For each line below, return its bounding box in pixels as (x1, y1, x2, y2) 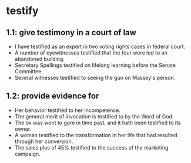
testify (6, 4, 39, 18)
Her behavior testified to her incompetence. (14, 107, 120, 114)
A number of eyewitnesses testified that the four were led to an (14, 49, 167, 56)
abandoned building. (14, 56, 65, 62)
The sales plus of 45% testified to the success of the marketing (14, 144, 169, 151)
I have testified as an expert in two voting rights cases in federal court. (14, 43, 186, 50)
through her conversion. (14, 138, 73, 145)
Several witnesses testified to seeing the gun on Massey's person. (14, 74, 176, 81)
